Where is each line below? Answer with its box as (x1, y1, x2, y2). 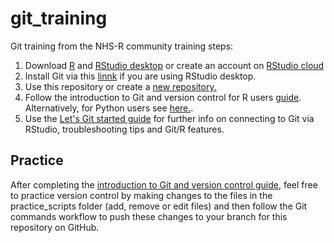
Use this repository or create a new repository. (24, 80, 217, 92)
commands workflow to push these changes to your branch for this (10, 210, 288, 222)
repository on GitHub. (10, 221, 100, 233)
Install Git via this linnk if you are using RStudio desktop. (24, 70, 257, 82)
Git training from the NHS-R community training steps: (10, 40, 234, 52)
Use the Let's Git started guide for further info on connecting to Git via (24, 112, 315, 124)
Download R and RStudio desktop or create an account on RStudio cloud (24, 59, 325, 71)
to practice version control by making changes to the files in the (10, 189, 273, 201)
